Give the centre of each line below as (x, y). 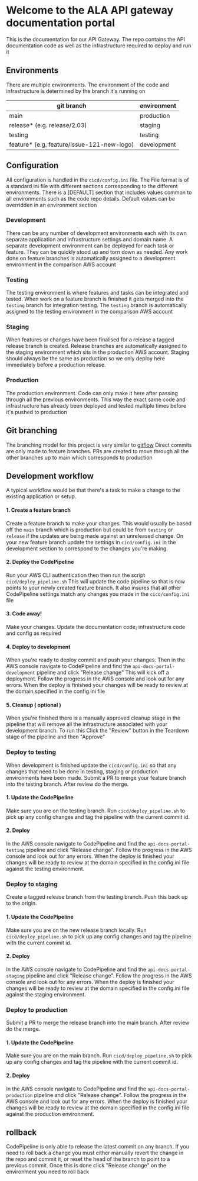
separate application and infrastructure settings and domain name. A (90, 239)
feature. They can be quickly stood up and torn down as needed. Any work (97, 251)
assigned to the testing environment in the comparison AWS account (89, 312)
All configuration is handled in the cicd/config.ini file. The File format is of (98, 180)
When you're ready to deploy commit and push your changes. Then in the (96, 660)
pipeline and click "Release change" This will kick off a (103, 673)
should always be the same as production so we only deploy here (85, 359)
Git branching (32, 430)
